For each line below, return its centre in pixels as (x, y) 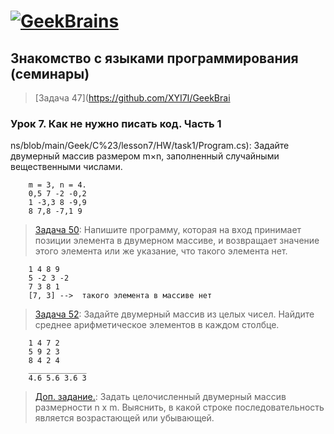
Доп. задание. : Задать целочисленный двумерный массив (160, 397)
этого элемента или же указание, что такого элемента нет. (161, 251)
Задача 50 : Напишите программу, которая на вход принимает (168, 230)
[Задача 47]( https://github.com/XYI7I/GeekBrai (132, 98)
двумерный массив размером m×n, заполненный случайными (145, 156)
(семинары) (50, 73)
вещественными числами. (66, 167)
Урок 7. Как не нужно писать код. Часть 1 (116, 123)
